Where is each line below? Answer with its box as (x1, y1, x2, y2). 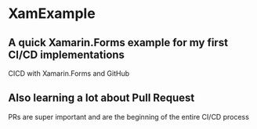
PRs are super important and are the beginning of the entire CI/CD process (8, 112, 249, 121)
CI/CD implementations (8, 48, 125, 61)
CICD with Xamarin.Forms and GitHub (8, 69, 130, 78)
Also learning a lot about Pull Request (8, 91, 195, 105)
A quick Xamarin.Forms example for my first (8, 36, 229, 49)
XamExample (8, 5, 96, 23)
